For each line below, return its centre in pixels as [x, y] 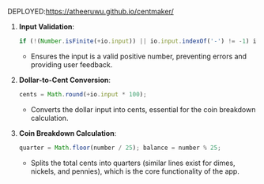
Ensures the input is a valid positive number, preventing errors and [138, 56]
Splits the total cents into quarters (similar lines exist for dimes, [133, 163]
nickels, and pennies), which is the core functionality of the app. [135, 171]
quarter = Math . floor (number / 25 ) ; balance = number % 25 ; [120, 148]
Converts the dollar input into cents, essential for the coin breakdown [143, 109]
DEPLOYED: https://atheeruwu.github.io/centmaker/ [91, 11]
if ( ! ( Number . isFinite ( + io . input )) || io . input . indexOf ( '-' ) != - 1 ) [134, 41]
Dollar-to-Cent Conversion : [65, 80]
